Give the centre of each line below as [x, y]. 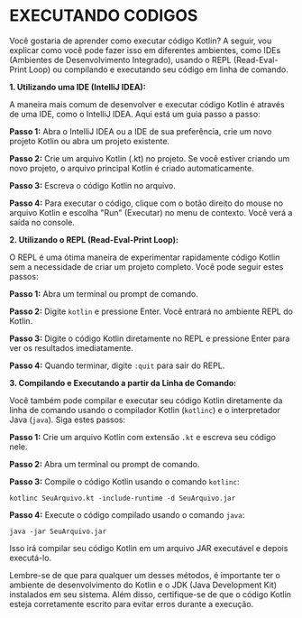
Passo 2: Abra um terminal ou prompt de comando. [105, 464]
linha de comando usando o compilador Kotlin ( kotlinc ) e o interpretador [145, 410]
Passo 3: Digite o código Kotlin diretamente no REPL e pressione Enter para [150, 338]
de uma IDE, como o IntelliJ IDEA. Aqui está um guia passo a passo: [135, 114]
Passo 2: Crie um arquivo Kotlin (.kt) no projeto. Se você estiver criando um [150, 158]
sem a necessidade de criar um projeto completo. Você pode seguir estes [146, 266]
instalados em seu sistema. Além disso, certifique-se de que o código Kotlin [150, 594]
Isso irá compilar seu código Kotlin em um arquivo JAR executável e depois [149, 548]
